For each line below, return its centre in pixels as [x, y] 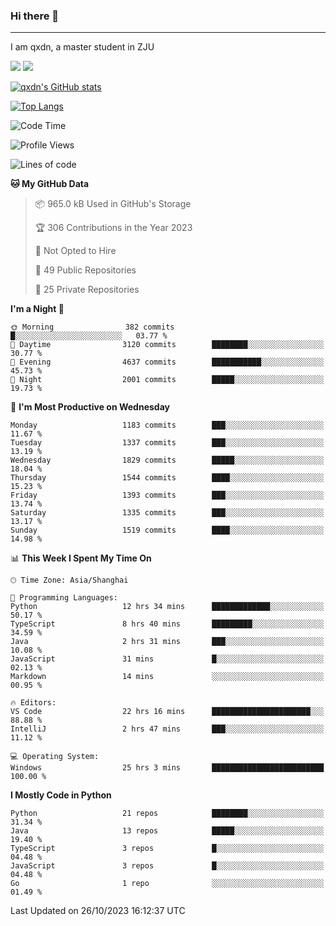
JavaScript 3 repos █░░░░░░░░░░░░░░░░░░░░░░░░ [167, 866]
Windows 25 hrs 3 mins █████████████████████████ [167, 768]
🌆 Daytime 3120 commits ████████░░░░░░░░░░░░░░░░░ [167, 345]
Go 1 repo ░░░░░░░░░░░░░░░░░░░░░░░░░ [167, 884]
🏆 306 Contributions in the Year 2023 [113, 228]
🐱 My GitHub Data [50, 184]
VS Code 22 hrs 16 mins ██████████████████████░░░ [167, 712]
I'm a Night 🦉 [37, 309]
